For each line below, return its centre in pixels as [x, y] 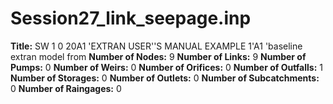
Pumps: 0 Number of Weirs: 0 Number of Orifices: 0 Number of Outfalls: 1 [166, 67]
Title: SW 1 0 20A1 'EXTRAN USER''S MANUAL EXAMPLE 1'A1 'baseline [156, 46]
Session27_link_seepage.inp [131, 18]
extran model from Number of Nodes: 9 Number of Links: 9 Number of [158, 56]
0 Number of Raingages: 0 [66, 88]
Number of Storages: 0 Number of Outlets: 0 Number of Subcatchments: [165, 78]
